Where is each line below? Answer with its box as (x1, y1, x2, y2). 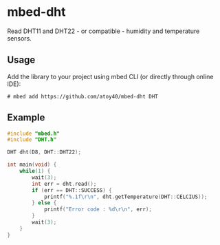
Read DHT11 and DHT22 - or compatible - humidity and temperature (7, 27, 200, 35)
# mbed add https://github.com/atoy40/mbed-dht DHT (7, 93, 158, 100)
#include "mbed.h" (7, 130, 60, 137)
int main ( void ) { (7, 161, 57, 169)
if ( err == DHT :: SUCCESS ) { (32, 187, 112, 193)
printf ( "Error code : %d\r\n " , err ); (43, 206, 153, 213)
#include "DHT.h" (7, 136, 57, 143)
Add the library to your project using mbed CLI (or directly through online (7, 72, 214, 81)
